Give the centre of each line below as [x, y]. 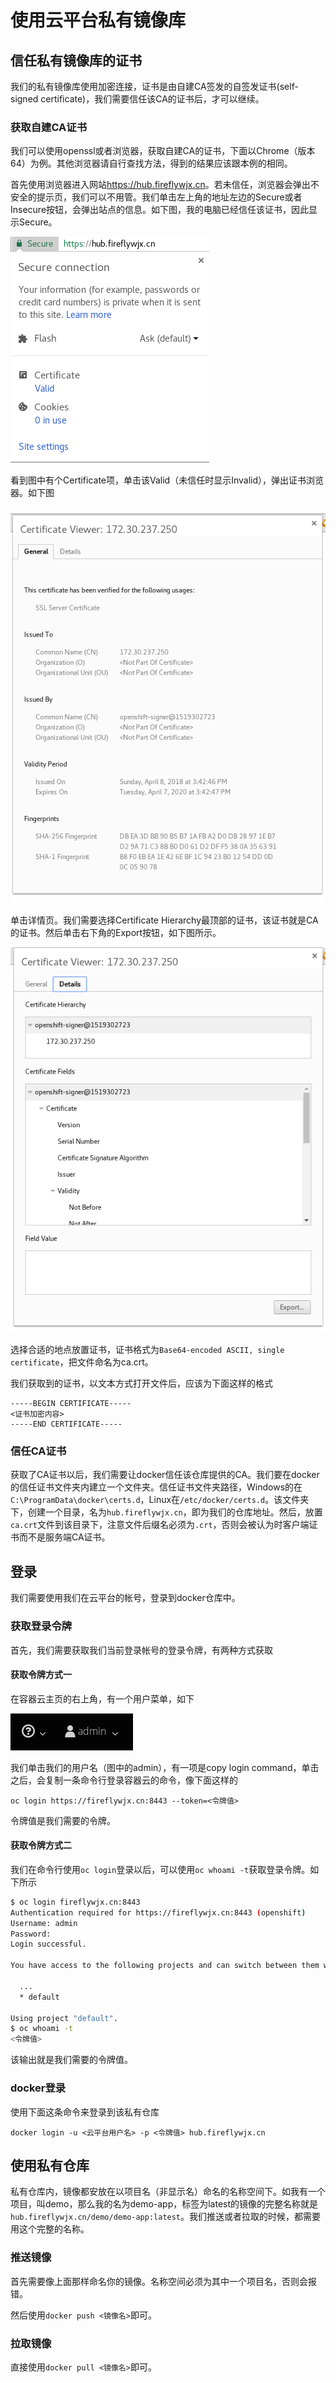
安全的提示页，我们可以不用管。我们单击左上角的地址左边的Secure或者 [156, 197]
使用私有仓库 [50, 2165]
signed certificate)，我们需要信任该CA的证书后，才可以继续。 [137, 99]
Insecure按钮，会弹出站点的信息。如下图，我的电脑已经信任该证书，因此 [160, 210]
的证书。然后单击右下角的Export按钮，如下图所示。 [116, 933]
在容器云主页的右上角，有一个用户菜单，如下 [102, 1698]
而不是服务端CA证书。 [64, 1537]
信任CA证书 [38, 1451]
